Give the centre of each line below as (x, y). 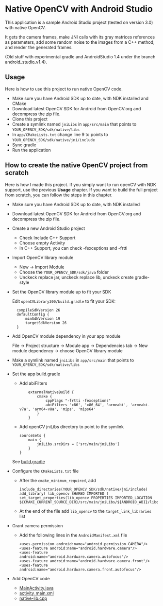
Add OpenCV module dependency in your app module (66, 336)
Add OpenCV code (31, 578)
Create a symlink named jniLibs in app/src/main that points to (74, 124)
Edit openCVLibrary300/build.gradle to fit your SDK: (64, 301)
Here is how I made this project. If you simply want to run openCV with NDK (81, 184)
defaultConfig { (33, 314)
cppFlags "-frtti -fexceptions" (78, 400)
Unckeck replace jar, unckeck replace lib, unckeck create (76, 277)
